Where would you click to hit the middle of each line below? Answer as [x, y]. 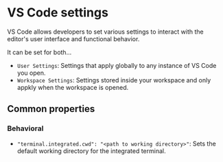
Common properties [51, 109]
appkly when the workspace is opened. [73, 87]
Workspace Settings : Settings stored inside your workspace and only [114, 80]
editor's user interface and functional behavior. [73, 38]
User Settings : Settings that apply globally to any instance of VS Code [117, 65]
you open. [31, 73]
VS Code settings [58, 13]
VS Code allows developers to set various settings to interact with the [105, 32]
